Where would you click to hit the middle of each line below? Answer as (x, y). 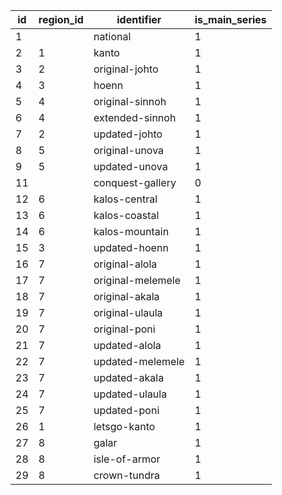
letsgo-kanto (124, 426)
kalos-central (125, 199)
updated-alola (127, 345)
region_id (61, 19)
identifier (139, 19)
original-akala (126, 296)
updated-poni (126, 410)
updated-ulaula (130, 394)
